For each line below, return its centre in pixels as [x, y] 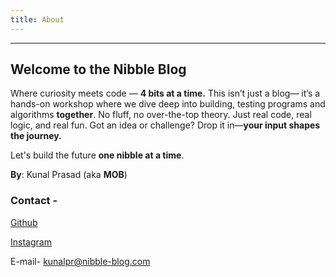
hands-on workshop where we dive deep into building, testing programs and [168, 104]
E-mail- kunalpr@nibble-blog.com [80, 261]
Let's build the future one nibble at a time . [97, 155]
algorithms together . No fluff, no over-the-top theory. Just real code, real [161, 115]
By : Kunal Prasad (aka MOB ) [69, 175]
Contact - [34, 201]
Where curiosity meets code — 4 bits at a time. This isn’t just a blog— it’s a [165, 93]
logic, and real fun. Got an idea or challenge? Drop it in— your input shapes [165, 125]
